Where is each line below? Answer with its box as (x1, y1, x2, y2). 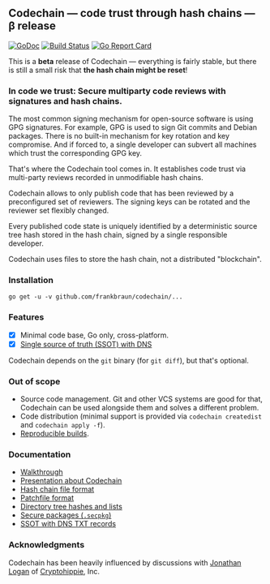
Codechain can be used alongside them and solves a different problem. (19, 403, 259, 413)
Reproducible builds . (19, 429, 89, 439)
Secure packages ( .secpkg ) (19, 510, 112, 520)
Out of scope (8, 376, 61, 387)
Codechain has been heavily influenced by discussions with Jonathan (8, 557, 242, 567)
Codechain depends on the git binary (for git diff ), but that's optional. (8, 355, 250, 365)
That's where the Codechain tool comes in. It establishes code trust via (8, 164, 246, 174)
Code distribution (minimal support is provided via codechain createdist (19, 411, 262, 421)
